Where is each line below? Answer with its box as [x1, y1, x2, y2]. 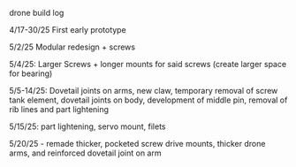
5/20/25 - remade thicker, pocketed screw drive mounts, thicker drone [9, 139, 266, 148]
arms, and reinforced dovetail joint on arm [9, 148, 162, 158]
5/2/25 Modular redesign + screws [9, 42, 135, 52]
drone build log [9, 8, 65, 18]
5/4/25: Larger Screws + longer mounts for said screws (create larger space [9, 59, 287, 69]
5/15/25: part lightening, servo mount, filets [9, 121, 166, 132]
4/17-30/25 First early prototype [9, 25, 126, 34]
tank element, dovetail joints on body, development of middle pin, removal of [9, 95, 288, 105]
